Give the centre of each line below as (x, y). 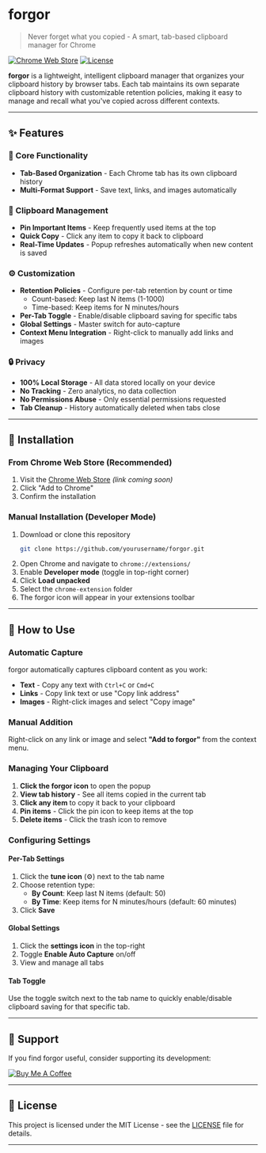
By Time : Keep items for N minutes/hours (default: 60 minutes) (134, 901)
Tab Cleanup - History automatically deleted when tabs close (120, 407)
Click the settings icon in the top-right (82, 946)
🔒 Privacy (27, 362)
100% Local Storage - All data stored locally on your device (117, 382)
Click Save (37, 910)
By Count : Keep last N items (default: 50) (99, 893)
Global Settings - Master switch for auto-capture (100, 324)
